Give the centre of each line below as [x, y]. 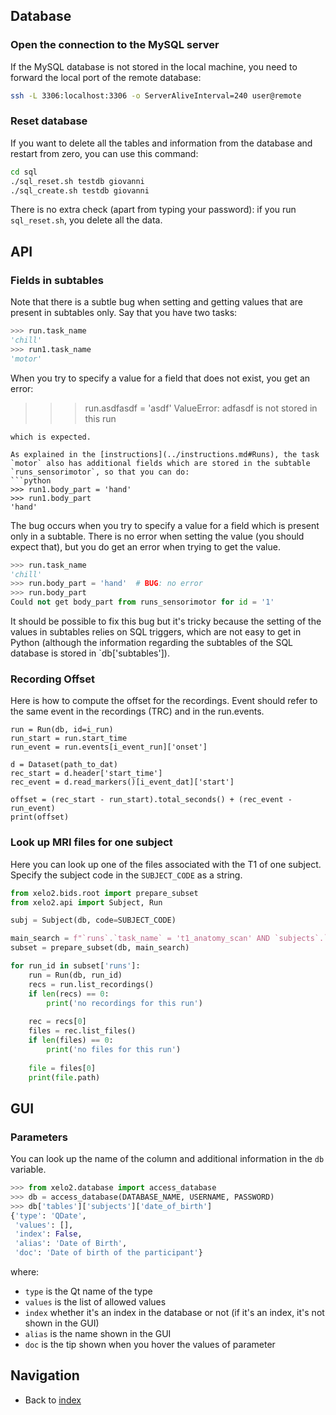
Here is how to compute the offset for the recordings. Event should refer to [164, 701]
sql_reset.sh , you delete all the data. [86, 220]
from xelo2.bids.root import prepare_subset [104, 893]
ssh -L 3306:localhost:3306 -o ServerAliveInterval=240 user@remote [156, 95]
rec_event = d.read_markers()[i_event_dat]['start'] [122, 782]
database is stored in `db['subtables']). [90, 653]
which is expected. [51, 437]
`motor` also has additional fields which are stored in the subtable [160, 463]
